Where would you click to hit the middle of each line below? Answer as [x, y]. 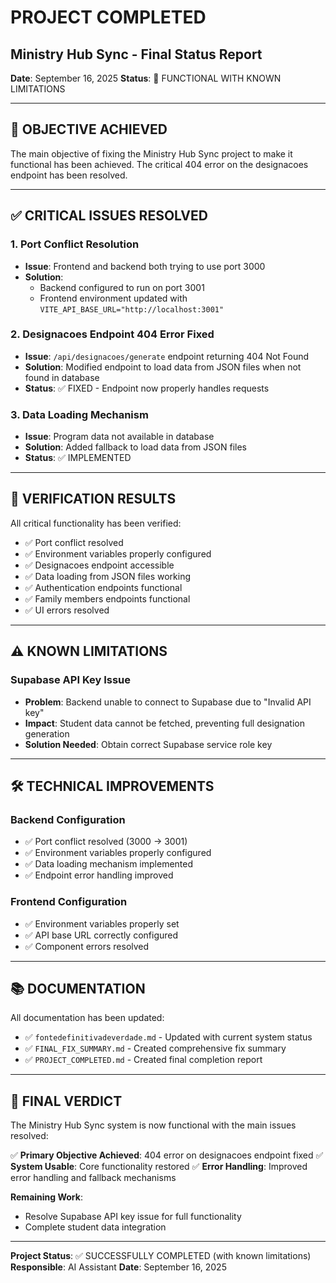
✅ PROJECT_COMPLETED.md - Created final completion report [143, 1060]
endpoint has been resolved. [69, 175]
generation [47, 733]
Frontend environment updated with [113, 298]
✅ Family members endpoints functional [107, 598]
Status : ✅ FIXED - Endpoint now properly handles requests [147, 388]
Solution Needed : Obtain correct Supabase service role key [148, 744]
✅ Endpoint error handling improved [99, 875]
